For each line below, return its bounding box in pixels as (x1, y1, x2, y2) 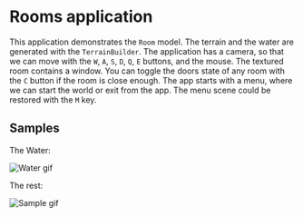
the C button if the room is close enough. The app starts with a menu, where (9, 74, 293, 85)
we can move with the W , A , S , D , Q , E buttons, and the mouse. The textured (9, 55, 284, 66)
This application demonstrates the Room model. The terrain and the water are (9, 36, 295, 47)
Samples (9, 121, 61, 136)
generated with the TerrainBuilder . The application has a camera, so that (9, 45, 284, 56)
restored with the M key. (9, 94, 97, 105)
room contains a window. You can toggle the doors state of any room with (9, 65, 286, 76)
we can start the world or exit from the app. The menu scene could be (9, 84, 271, 95)
